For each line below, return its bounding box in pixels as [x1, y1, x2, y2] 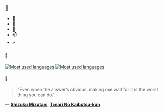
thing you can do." [17, 92, 55, 98]
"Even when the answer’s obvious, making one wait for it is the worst [17, 86, 158, 92]
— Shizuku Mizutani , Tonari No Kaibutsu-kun [5, 101, 100, 107]
